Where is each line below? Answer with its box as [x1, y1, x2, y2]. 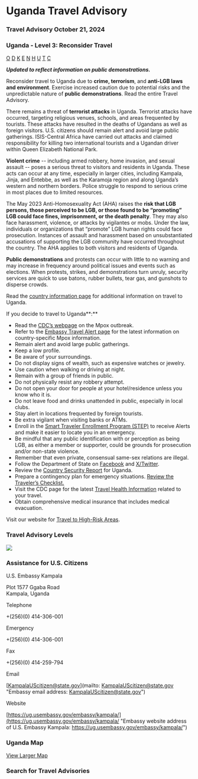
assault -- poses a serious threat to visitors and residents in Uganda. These [6, 164, 190, 171]
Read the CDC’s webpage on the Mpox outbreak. [14, 322, 134, 329]
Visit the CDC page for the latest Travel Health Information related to [14, 486, 181, 493]
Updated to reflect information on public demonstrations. [6, 66, 151, 74]
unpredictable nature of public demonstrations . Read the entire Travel [6, 90, 178, 97]
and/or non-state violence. [14, 448, 80, 455]
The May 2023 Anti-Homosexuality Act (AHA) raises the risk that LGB [6, 200, 176, 207]
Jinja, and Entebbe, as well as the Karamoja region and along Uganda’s [6, 176, 178, 183]
